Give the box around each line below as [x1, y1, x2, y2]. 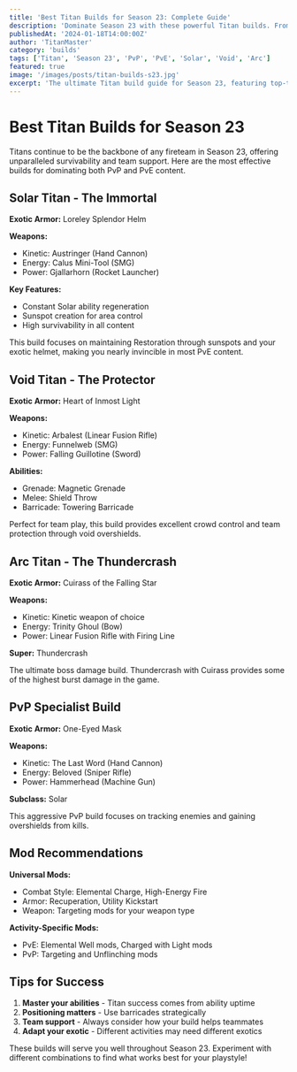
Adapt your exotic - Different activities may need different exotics [21, 1026, 263, 1037]
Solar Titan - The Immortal [9, 190, 157, 205]
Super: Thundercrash [9, 647, 88, 658]
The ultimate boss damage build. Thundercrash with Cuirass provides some [9, 665, 286, 675]
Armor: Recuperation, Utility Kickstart [21, 895, 159, 907]
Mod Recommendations [9, 846, 144, 861]
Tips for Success [9, 975, 104, 990]
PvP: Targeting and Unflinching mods [21, 948, 158, 960]
